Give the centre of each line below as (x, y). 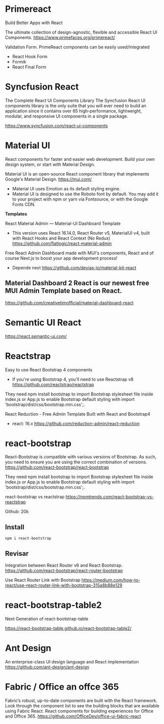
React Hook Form (30, 56)
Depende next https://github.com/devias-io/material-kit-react (74, 268)
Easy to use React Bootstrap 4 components (49, 369)
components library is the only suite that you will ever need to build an (76, 106)
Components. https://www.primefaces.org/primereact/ (60, 37)
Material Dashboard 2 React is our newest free (77, 283)
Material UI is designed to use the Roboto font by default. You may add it (85, 194)
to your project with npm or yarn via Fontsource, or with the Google (80, 199)
